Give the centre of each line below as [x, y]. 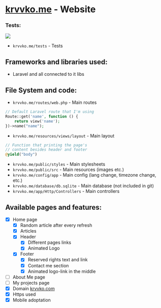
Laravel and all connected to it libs [49, 74]
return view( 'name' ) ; [37, 121]
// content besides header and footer [46, 150]
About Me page [29, 277]
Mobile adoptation [31, 300]
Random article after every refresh [56, 226]
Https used [24, 294]
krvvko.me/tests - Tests [38, 46]
